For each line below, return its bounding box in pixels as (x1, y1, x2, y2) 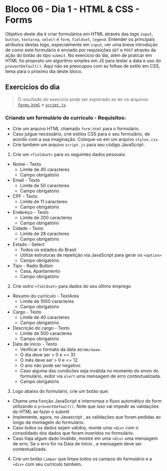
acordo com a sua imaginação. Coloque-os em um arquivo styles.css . (12, 136, 159, 142)
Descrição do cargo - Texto (12, 325, 70, 331)
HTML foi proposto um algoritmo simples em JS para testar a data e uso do (5, 57, 161, 63)
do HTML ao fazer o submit (12, 409, 69, 415)
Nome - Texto (12, 161, 42, 167)
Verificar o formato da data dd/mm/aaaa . (20, 346, 102, 353)
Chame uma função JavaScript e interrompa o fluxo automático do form (12, 398, 162, 404)
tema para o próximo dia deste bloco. (5, 68, 83, 74)
